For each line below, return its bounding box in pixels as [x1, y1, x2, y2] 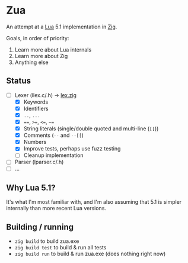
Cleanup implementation [23, 152, 84, 159]
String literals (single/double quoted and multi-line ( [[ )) [23, 125, 159, 132]
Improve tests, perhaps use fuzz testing [23, 145, 121, 152]
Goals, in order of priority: [6, 34, 69, 41]
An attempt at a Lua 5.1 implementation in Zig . [6, 23, 117, 30]
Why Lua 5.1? [6, 182, 56, 193]
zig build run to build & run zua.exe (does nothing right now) [14, 250, 166, 258]
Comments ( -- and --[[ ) [23, 131, 84, 139]
